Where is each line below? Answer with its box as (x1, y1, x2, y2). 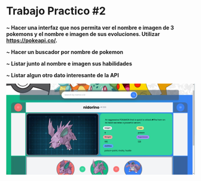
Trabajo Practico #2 (6, 4, 106, 18)
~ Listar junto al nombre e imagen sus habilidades (6, 60, 133, 67)
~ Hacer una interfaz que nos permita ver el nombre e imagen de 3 (6, 24, 175, 31)
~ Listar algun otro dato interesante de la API (6, 71, 120, 79)
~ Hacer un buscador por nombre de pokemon (6, 48, 124, 55)
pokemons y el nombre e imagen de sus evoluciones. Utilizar (6, 30, 160, 37)
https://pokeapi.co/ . (6, 37, 58, 44)
